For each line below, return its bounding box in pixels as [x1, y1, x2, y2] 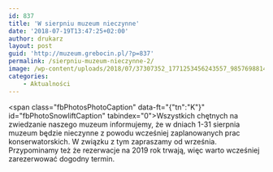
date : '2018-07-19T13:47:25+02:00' [8, 27, 129, 35]
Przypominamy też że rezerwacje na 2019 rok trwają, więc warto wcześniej [8, 145, 260, 155]
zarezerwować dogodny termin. [8, 153, 115, 163]
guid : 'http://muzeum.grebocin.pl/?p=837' [8, 49, 154, 58]
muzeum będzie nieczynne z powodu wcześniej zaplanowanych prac [8, 127, 240, 138]
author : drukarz [8, 34, 63, 43]
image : [8, 65, 31, 73]
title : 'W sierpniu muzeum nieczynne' [8, 19, 140, 28]
